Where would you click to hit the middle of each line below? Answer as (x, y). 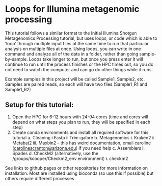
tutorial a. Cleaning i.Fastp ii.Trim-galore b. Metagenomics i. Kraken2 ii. (84, 137)
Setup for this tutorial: (40, 105)
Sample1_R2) (18, 89)
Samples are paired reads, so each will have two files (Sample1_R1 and (76, 84)
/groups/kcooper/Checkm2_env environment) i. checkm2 (70, 159)
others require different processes (40, 178)
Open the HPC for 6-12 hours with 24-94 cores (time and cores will (80, 117)
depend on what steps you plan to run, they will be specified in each (81, 122)
